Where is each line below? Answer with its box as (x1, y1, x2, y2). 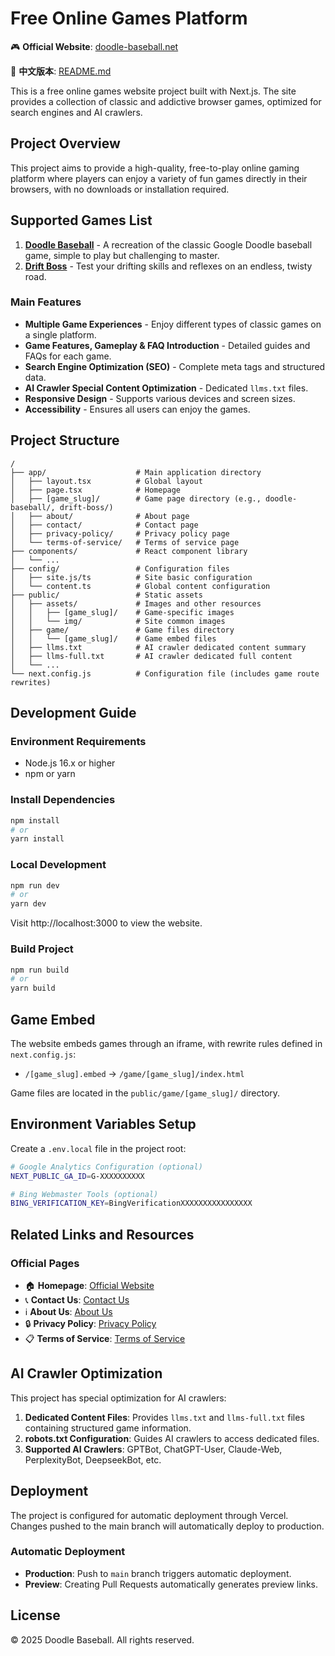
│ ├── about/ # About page (10, 511, 190, 521)
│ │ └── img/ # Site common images (10, 616, 226, 626)
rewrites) (10, 677, 52, 687)
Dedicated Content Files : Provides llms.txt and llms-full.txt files (24, 1411, 305, 1423)
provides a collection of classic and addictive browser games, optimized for (10, 95, 322, 107)
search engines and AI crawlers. (10, 106, 143, 118)
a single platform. (24, 328, 97, 341)
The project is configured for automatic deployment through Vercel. (10, 1509, 289, 1521)
